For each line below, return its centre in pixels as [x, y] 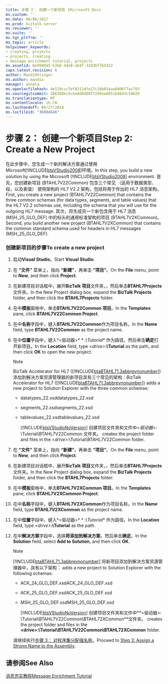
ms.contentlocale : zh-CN [31, 103]
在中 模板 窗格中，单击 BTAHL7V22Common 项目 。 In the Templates [82, 308]
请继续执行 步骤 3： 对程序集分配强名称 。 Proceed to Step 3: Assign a [83, 640]
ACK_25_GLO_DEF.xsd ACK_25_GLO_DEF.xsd [66, 593]
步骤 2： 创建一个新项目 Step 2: [69, 139]
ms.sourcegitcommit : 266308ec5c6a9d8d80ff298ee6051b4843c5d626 [73, 94]
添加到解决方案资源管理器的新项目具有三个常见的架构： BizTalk [77, 377]
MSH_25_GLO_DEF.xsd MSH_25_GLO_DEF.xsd [67, 602]
